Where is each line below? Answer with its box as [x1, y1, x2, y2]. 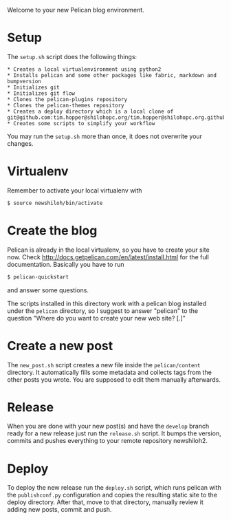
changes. [7, 139, 34, 147]
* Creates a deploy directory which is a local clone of [7, 108, 174, 115]
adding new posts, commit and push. [7, 506, 112, 514]
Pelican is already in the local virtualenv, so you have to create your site [7, 246, 210, 254]
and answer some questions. [7, 285, 89, 294]
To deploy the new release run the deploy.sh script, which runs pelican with [7, 484, 221, 492]
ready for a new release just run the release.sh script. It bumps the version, [7, 429, 221, 437]
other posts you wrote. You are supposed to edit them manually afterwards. [7, 375, 221, 384]
